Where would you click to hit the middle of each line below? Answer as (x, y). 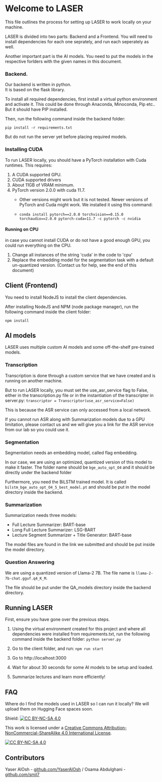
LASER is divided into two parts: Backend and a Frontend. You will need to (79, 36)
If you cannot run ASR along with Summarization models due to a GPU (75, 419)
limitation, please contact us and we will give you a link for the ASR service (79, 424)
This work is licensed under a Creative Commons (54, 728)
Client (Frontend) (31, 285)
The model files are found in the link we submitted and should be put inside (80, 544)
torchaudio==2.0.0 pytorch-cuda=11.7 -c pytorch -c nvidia (80, 219)
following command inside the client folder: (48, 312)
